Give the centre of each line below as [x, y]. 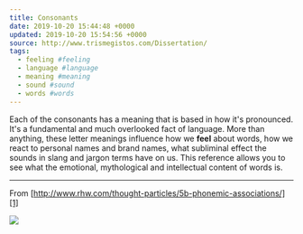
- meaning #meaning [54, 77]
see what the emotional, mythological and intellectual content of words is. [146, 167]
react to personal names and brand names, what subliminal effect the [138, 148]
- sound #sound [46, 85]
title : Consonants [44, 18]
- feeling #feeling [54, 60]
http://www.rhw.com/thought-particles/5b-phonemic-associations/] [159, 193]
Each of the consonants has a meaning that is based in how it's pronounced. [151, 119]
